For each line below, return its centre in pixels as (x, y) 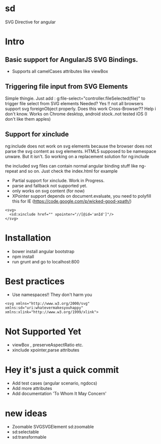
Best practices (35, 281)
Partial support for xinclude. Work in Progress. (58, 180)
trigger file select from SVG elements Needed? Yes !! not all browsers (74, 103)
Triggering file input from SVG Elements (66, 86)
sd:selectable (25, 432)
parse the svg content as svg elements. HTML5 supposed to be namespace (81, 151)
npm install (23, 257)
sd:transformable (29, 437)
